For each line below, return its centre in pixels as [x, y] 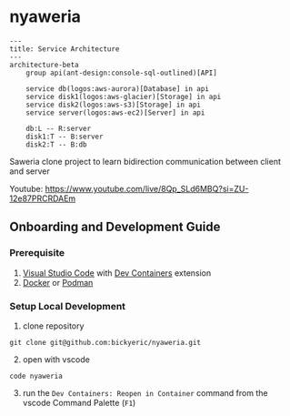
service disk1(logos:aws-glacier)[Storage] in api [124, 96]
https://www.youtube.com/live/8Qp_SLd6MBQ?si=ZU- [147, 188]
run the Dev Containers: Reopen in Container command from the [145, 392]
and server [30, 171]
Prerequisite [37, 253]
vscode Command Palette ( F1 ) [79, 402]
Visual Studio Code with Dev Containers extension [117, 273]
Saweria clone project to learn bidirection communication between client [145, 161]
